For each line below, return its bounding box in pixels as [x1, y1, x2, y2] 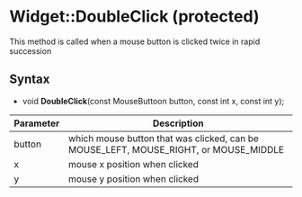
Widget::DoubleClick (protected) [9, 6, 260, 27]
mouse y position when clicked [67, 173, 200, 185]
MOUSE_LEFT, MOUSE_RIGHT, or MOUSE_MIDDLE [67, 143, 285, 156]
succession [9, 45, 52, 56]
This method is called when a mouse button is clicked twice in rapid [9, 36, 261, 47]
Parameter [13, 117, 60, 130]
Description [152, 117, 204, 130]
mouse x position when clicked [67, 157, 200, 170]
